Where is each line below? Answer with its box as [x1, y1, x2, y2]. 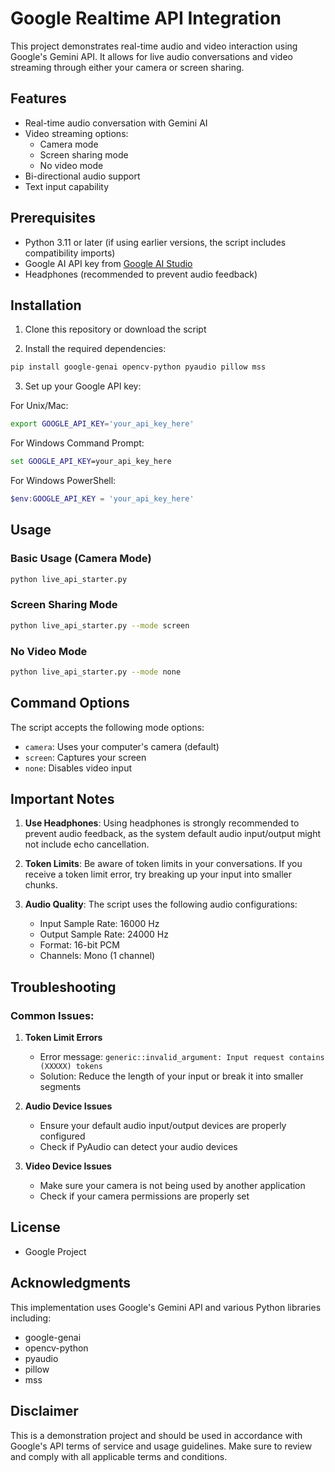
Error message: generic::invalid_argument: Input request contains [39, 1051, 325, 1063]
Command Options [10, 695, 130, 712]
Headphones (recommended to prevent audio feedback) [24, 268, 258, 280]
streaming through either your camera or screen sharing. [10, 61, 245, 73]
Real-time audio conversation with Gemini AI [24, 117, 208, 129]
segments [39, 1081, 82, 1093]
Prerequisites [10, 210, 96, 227]
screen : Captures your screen [24, 751, 147, 763]
